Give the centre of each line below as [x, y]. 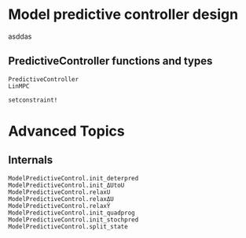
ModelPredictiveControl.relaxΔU [61, 199]
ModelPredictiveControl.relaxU [59, 192]
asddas [20, 36]
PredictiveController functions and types [110, 61]
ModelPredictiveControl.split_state [68, 226]
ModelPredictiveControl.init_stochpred [73, 219]
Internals [31, 160]
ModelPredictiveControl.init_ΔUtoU [66, 185]
